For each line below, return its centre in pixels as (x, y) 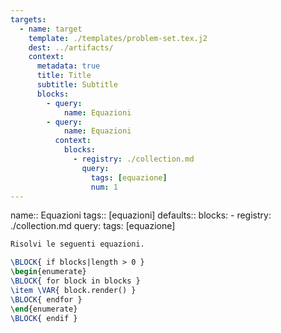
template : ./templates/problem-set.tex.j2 (118, 38)
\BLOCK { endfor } (46, 299)
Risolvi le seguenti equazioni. (77, 244)
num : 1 (104, 187)
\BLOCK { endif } (44, 318)
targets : (28, 19)
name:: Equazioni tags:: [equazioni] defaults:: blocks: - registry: (141, 215)
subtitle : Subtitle (77, 85)
